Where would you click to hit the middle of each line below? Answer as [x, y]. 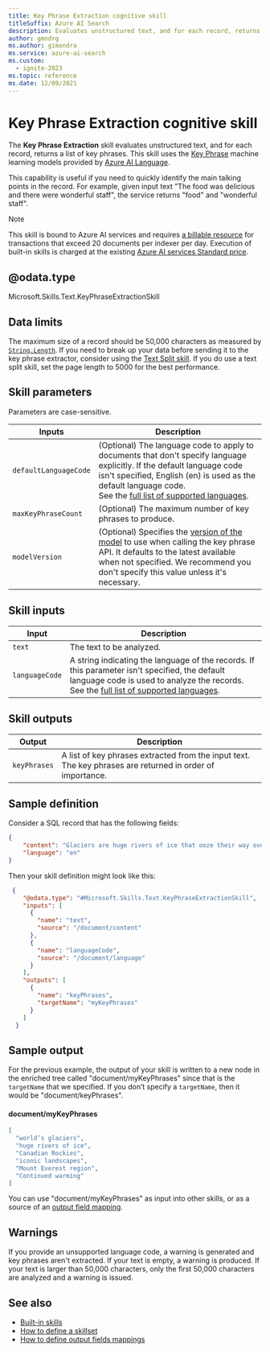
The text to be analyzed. [115, 647]
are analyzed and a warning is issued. [71, 1278]
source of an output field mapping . [65, 1207]
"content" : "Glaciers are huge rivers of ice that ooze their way [136, 846]
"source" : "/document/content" [90, 928]
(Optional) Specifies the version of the [170, 531]
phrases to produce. [137, 519]
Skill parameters [50, 393]
